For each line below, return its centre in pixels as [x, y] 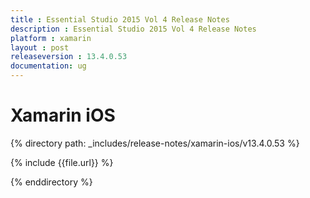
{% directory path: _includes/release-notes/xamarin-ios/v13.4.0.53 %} [155, 143]
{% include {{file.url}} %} [62, 162]
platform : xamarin [51, 38]
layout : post [40, 47]
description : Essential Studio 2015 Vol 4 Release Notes [133, 29]
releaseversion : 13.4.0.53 [69, 57]
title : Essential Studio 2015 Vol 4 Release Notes [120, 19]
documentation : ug [48, 66]
